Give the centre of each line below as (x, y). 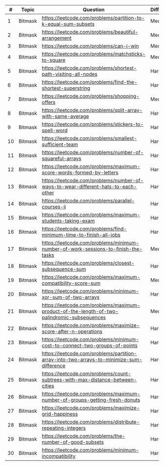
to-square (54, 60)
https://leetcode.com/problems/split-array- (92, 110)
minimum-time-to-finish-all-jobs (81, 235)
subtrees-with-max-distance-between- (89, 380)
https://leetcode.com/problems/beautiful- (90, 32)
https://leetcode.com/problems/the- (83, 436)
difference (54, 366)
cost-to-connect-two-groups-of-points (90, 345)
